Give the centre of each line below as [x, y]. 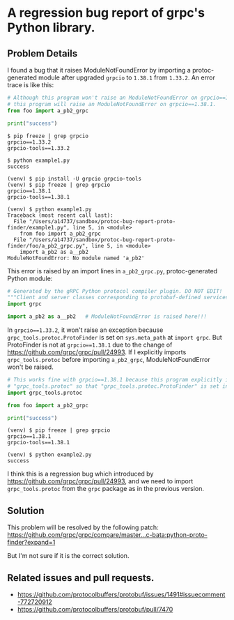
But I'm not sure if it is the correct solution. [68, 556]
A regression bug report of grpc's [106, 13]
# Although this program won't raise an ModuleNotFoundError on [102, 98]
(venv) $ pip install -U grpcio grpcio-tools [74, 179]
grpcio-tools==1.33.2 [39, 148]
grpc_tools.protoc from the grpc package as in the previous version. [106, 489]
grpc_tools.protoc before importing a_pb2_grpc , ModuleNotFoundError [109, 360]
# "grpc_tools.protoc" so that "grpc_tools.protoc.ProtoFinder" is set [113, 386]
